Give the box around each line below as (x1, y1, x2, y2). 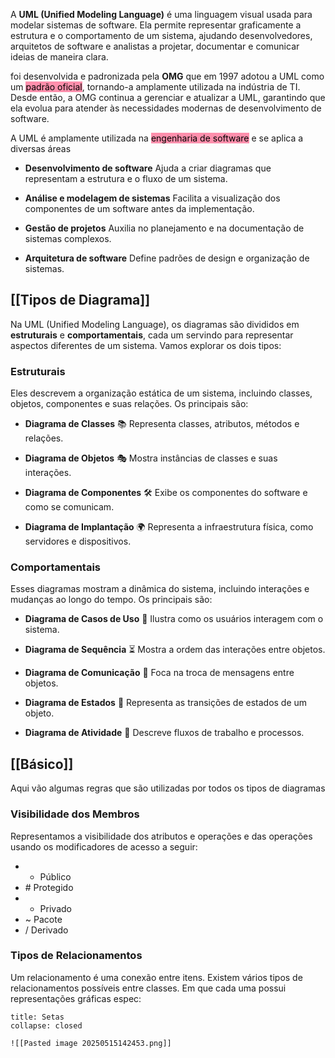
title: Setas (10, 1012, 65, 1022)
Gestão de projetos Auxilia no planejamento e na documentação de (24, 222, 305, 234)
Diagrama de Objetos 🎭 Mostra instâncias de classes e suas (24, 452, 278, 464)
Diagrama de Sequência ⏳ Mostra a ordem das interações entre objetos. (24, 644, 326, 656)
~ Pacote (24, 913, 63, 925)
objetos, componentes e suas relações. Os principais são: (10, 398, 249, 410)
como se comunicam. (24, 501, 115, 513)
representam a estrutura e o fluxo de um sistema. (24, 173, 228, 184)
